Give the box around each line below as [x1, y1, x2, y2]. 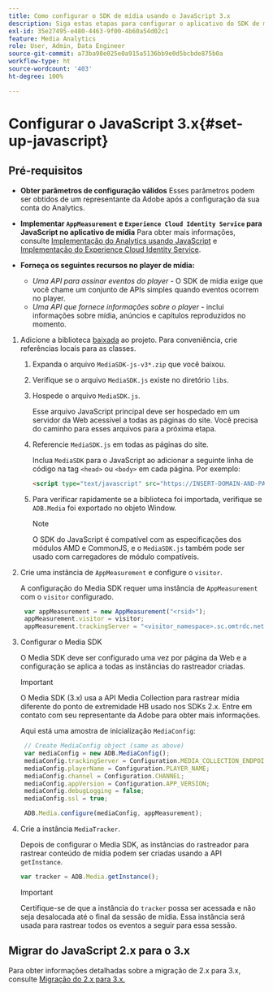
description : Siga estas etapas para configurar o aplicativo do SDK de [8, 19, 260, 28]
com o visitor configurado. [19, 591, 115, 601]
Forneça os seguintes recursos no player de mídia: [19, 260, 195, 270]
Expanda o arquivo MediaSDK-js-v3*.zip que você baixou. [32, 359, 226, 369]
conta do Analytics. [19, 202, 85, 212]
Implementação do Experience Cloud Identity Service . [19, 245, 201, 254]
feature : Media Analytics [8, 34, 96, 43]
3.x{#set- [176, 115, 244, 132]
